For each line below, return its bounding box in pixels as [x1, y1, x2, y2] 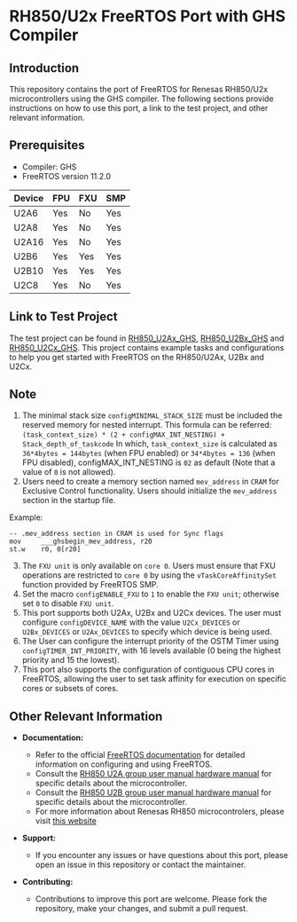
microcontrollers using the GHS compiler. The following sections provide [9, 93, 274, 104]
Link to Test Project [9, 309, 118, 325]
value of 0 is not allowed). [21, 467, 116, 477]
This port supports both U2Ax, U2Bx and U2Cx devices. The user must [21, 608, 282, 619]
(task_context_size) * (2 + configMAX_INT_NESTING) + [21, 430, 225, 440]
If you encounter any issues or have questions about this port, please [35, 850, 289, 861]
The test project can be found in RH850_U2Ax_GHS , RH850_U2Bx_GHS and [9, 333, 285, 343]
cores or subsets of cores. [21, 683, 119, 694]
